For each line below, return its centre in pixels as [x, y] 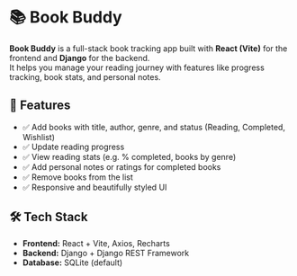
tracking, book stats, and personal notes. [85, 76]
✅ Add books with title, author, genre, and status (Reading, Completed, [154, 127]
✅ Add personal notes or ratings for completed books [121, 166]
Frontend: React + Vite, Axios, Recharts [96, 243]
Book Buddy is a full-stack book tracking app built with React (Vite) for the [148, 48]
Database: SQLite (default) [72, 263]
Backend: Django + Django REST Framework [106, 253]
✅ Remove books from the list [77, 177]
